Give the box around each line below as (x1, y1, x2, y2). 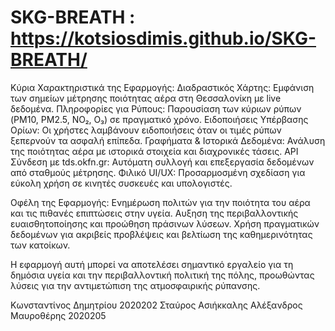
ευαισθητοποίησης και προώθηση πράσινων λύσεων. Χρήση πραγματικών (10, 217, 320, 230)
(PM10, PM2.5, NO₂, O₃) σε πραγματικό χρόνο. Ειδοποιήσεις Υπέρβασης (10, 113, 309, 125)
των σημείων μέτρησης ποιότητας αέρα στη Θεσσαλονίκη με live (10, 92, 282, 104)
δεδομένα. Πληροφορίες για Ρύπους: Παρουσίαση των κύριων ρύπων (10, 102, 302, 115)
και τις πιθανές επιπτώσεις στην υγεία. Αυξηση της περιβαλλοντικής (10, 207, 299, 219)
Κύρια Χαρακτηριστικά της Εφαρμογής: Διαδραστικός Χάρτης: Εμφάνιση (10, 81, 315, 93)
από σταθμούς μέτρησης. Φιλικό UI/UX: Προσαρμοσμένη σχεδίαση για (10, 166, 306, 178)
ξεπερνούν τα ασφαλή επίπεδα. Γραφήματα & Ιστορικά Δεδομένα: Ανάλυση (10, 134, 326, 146)
